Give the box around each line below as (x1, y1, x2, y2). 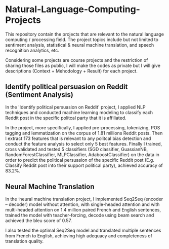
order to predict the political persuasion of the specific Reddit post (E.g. (5, 157, 154, 163)
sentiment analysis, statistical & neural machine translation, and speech (5, 42, 154, 48)
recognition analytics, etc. (5, 47, 59, 53)
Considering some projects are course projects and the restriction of (5, 57, 148, 63)
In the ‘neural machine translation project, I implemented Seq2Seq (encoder (5, 196, 163, 202)
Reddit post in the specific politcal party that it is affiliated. (5, 115, 126, 121)
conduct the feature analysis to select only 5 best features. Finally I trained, (5, 140, 162, 147)
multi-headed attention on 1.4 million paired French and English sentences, (5, 206, 161, 212)
